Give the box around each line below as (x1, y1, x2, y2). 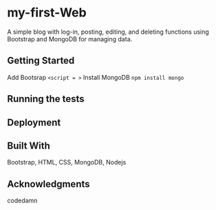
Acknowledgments (7, 178, 91, 190)
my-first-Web (7, 5, 87, 21)
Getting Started (7, 55, 75, 67)
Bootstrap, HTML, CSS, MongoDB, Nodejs (7, 158, 127, 167)
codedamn (7, 196, 38, 204)
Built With (7, 140, 50, 151)
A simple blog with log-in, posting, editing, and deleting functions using (7, 28, 210, 36)
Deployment (7, 116, 61, 128)
